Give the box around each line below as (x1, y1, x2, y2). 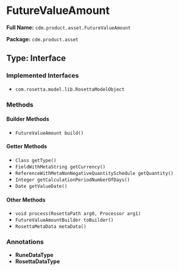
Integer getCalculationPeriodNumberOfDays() (15, 177, 130, 183)
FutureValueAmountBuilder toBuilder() (15, 217, 114, 224)
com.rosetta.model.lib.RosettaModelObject (15, 86, 125, 92)
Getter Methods (6, 143, 47, 150)
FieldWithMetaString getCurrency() (15, 163, 106, 170)
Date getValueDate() (15, 183, 68, 189)
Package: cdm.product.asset (6, 35, 79, 43)
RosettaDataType (15, 258, 60, 265)
